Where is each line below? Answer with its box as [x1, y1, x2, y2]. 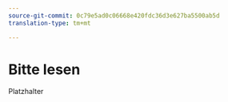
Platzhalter [8, 87, 44, 96]
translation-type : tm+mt [8, 19, 91, 27]
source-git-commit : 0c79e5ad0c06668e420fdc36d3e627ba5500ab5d [8, 11, 220, 20]
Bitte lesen [8, 61, 81, 78]
